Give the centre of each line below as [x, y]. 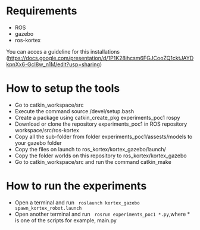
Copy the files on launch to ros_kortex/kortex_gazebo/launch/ [90, 149]
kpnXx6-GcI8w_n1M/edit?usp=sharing [53, 64]
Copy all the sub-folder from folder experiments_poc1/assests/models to [104, 136]
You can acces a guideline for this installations [63, 51]
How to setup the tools [63, 88]
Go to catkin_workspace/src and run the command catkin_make [93, 161]
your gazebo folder [38, 143]
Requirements [42, 11]
